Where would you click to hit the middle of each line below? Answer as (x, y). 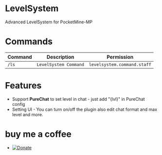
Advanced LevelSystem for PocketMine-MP (49, 22)
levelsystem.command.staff (120, 64)
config (18, 104)
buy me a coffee (38, 134)
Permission (120, 57)
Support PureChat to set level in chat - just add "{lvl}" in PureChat (78, 99)
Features (23, 86)
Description (60, 57)
